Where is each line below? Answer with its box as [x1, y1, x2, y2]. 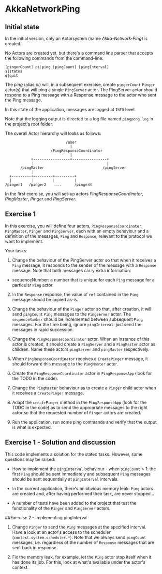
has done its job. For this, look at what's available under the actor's [12, 559, 146, 565]
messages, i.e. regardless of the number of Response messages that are [12, 540, 155, 545]
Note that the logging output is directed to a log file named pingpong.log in [5, 116, 153, 122]
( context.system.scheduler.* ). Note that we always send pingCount [12, 534, 147, 540]
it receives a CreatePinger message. [12, 390, 85, 396]
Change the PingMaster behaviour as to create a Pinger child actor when [12, 385, 156, 391]
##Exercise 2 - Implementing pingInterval [5, 514, 88, 520]
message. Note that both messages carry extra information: [12, 267, 132, 273]
